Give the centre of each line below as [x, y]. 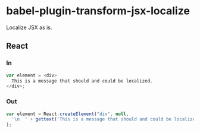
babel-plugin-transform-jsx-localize [98, 11]
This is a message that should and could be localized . [82, 81]
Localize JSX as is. [29, 27]
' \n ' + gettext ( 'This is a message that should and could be [91, 119]
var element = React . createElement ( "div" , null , [68, 114]
